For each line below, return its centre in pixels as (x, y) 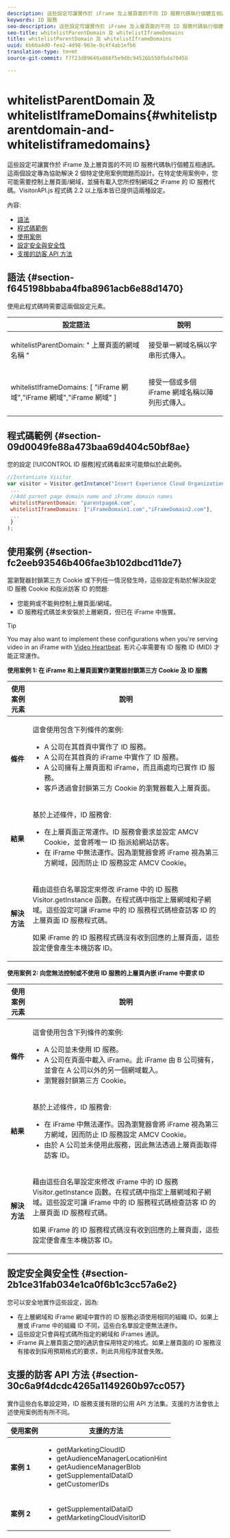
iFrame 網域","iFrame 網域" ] (71, 397)
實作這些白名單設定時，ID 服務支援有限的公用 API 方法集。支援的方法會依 (111, 1403)
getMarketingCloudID (91, 1449)
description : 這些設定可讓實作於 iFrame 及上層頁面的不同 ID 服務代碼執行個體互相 (114, 13)
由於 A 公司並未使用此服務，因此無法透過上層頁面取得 (131, 1145)
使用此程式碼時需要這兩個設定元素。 (58, 306)
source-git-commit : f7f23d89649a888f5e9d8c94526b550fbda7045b (98, 58)
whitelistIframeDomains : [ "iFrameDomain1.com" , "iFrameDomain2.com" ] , (111, 509)
